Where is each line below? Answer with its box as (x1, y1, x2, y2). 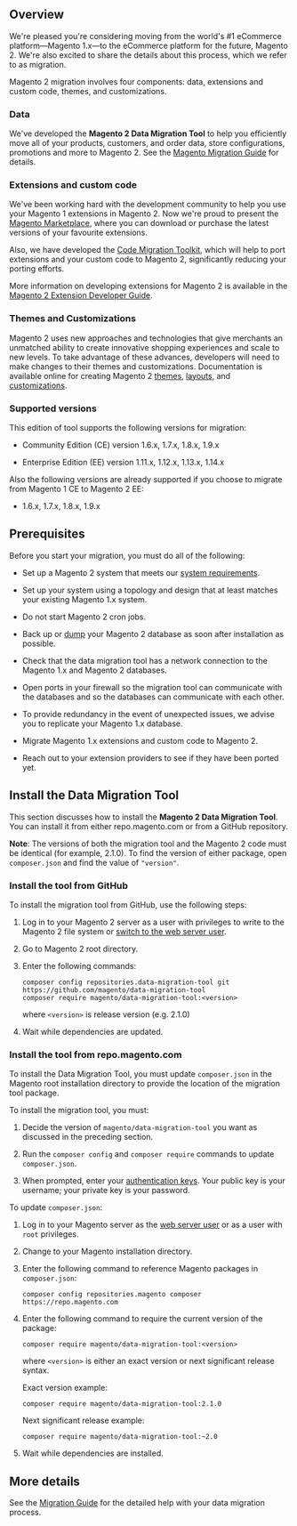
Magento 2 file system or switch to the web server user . (21, 925, 227, 937)
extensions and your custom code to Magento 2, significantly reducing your (9, 254, 287, 265)
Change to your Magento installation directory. (21, 1246, 193, 1257)
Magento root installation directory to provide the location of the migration (9, 1078, 280, 1089)
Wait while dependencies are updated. (21, 1026, 164, 1037)
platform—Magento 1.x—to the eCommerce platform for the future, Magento (9, 40, 289, 51)
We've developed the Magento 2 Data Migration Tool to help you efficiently (9, 128, 287, 139)
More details (9, 1474, 80, 1489)
